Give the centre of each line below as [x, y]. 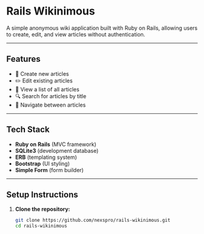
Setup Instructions [42, 194]
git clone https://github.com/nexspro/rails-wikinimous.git [93, 220]
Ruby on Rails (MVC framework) [56, 144]
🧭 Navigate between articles [50, 105]
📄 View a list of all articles [47, 89]
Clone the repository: [42, 209]
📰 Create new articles [42, 73]
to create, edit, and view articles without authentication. [76, 34]
